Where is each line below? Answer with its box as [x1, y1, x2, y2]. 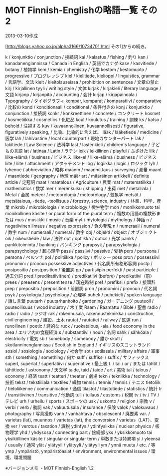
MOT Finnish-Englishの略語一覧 [5, 5, 138, 16]
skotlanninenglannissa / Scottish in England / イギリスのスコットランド [5, 341, 151, 348]
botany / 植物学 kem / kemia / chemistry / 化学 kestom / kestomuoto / [5, 66, 147, 73]
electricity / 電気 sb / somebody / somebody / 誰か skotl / [5, 335, 123, 341]
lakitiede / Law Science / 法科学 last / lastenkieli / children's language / [5, 141, 151, 148]
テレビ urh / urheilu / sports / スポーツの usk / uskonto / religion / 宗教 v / [5, 398, 155, 404]
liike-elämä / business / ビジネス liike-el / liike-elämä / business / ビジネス [5, 154, 157, 160]
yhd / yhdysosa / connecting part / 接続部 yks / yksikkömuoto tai [19, 429, 153, 435]
